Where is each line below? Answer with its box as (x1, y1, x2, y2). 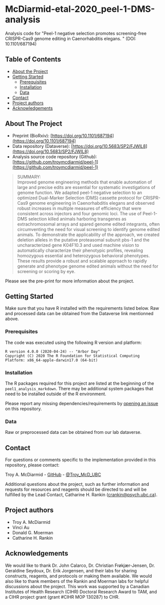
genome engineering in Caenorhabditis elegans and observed (29, 200, 155, 206)
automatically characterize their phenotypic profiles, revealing (17, 247, 143, 253)
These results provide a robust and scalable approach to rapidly (17, 258, 147, 264)
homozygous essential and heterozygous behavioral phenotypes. (17, 252, 150, 258)
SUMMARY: (17, 174, 41, 180)
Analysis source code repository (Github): (12, 153, 98, 159)
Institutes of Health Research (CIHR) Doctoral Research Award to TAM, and (5, 589, 157, 595)
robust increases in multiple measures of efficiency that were (17, 205, 142, 211)
